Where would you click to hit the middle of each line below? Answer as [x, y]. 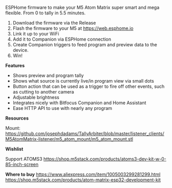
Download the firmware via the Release [54, 23]
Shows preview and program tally [48, 76]
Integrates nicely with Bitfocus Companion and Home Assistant [79, 103]
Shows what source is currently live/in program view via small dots [83, 81]
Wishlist [14, 149]
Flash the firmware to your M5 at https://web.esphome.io [73, 28]
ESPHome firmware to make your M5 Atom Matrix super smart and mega [82, 7]
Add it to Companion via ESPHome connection [62, 39]
